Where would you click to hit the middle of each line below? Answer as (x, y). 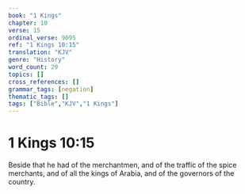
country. (22, 182)
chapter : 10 (28, 23)
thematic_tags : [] (38, 97)
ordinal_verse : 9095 (42, 38)
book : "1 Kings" (35, 15)
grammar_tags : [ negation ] (51, 89)
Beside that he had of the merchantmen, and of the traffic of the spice (122, 165)
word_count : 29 (33, 67)
